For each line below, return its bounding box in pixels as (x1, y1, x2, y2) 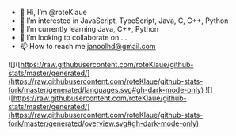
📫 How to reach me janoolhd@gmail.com (19, 42, 156, 51)
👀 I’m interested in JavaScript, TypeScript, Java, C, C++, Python (19, 16, 229, 25)
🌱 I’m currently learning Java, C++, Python (19, 25, 159, 33)
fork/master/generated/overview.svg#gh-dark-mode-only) (8, 119, 200, 128)
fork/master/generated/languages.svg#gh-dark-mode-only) (8, 85, 204, 94)
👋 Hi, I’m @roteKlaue (19, 8, 87, 17)
